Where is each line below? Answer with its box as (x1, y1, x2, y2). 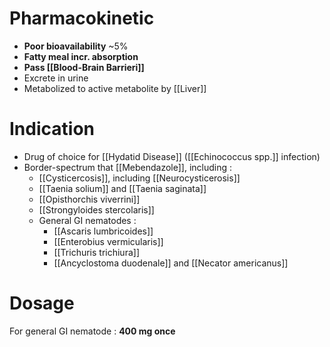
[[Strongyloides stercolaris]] (38, 203, 155, 216)
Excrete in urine (23, 72, 89, 84)
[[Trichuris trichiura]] (53, 246, 140, 258)
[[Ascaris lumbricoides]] (53, 225, 154, 237)
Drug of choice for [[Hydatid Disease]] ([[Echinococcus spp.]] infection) (23, 150, 321, 162)
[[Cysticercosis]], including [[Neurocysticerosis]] (38, 172, 241, 184)
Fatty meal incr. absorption (23, 50, 139, 62)
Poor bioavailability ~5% (23, 40, 129, 52)
